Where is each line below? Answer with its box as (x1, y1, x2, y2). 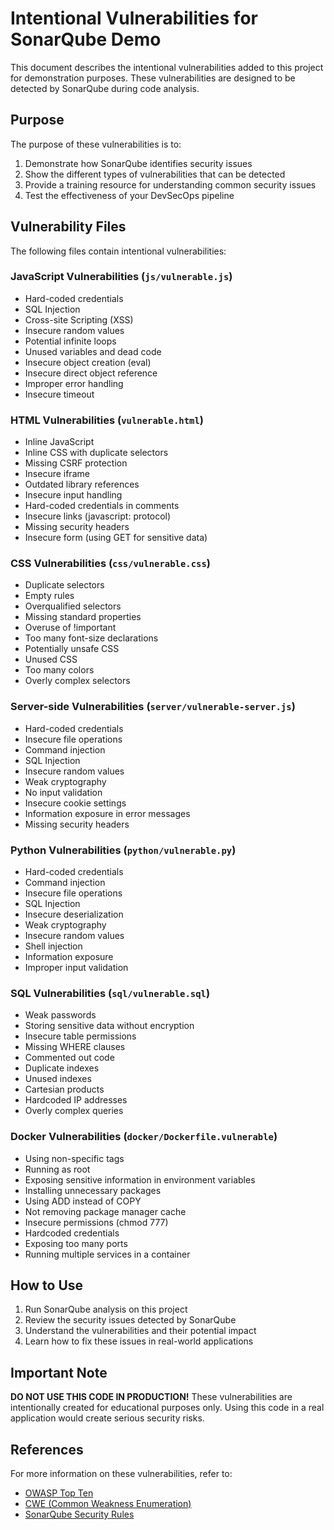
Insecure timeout (24, 388, 95, 400)
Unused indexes (24, 1073, 92, 1085)
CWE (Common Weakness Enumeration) (24, 1498, 192, 1510)
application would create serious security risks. (10, 1412, 205, 1424)
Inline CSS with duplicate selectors (24, 447, 169, 459)
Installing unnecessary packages (24, 1184, 162, 1196)
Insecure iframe (24, 468, 90, 480)
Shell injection (24, 940, 83, 952)
